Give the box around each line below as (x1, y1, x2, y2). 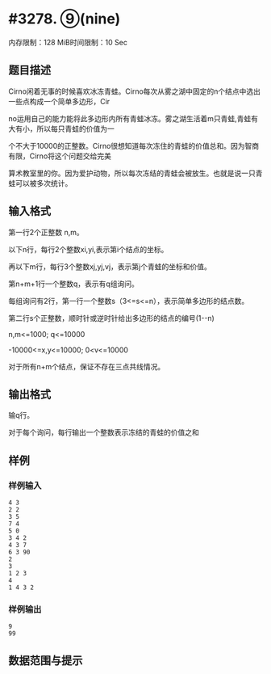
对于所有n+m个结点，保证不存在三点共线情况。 (8, 361, 165, 371)
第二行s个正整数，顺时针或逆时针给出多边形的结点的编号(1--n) (8, 313, 215, 322)
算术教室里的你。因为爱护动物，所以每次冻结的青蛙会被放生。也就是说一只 (8, 168, 256, 178)
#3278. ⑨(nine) (8, 10, 121, 28)
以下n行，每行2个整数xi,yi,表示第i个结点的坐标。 (8, 244, 169, 254)
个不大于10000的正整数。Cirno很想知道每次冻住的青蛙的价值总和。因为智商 (8, 141, 260, 150)
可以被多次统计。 (15, 178, 73, 187)
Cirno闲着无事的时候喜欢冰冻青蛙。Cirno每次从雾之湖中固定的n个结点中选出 (8, 86, 261, 96)
